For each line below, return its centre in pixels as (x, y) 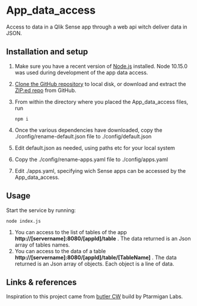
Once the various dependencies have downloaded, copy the (88, 130)
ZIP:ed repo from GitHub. (45, 90)
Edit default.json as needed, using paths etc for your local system (95, 148)
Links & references (42, 282)
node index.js (24, 221)
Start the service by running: (41, 210)
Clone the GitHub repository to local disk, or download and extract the (100, 84)
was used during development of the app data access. (81, 72)
